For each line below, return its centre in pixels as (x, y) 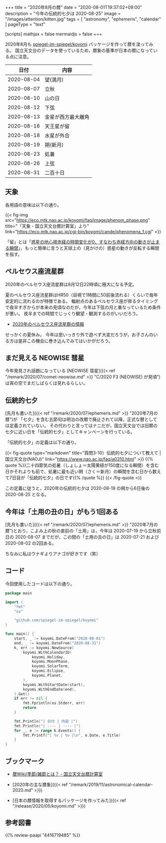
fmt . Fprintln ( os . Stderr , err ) (54, 703)
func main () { (20, 634)
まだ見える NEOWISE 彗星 (45, 358)
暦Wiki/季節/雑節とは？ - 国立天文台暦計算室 (57, 774)
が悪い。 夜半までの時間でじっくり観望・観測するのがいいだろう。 (73, 313)
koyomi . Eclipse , (48, 671)
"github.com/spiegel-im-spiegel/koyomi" (56, 620)
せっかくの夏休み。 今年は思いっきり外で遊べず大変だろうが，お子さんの (79, 335)
